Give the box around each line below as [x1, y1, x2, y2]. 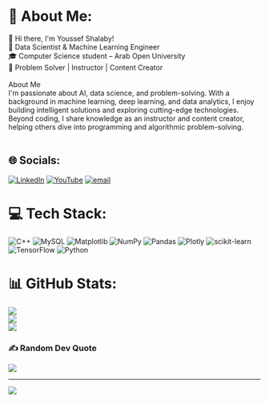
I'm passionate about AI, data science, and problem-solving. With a [8, 88, 230, 98]
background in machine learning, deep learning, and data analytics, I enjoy [8, 96, 255, 106]
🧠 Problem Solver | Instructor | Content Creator [8, 62, 163, 72]
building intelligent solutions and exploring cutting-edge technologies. [8, 105, 239, 114]
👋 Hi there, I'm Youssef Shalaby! [8, 34, 114, 43]
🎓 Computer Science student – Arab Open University [8, 51, 186, 61]
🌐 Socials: [8, 154, 61, 167]
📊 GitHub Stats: [8, 274, 118, 293]
